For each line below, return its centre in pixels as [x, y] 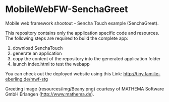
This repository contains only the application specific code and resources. [82, 33]
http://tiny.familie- [142, 73]
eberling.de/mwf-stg [27, 79]
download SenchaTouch [38, 48]
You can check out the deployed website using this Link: [64, 73]
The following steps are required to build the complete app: [67, 38]
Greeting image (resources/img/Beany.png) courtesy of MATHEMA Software [85, 88]
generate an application [37, 53]
